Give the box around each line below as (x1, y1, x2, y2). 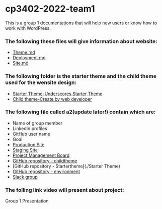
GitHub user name (12, 131, 51, 137)
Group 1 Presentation (5, 198, 49, 204)
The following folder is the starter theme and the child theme (5, 73, 157, 80)
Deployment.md (12, 55, 46, 61)
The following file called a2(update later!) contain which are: (5, 108, 156, 115)
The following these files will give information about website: (5, 37, 157, 45)
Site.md (12, 60, 29, 66)
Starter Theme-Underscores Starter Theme (12, 91, 103, 97)
